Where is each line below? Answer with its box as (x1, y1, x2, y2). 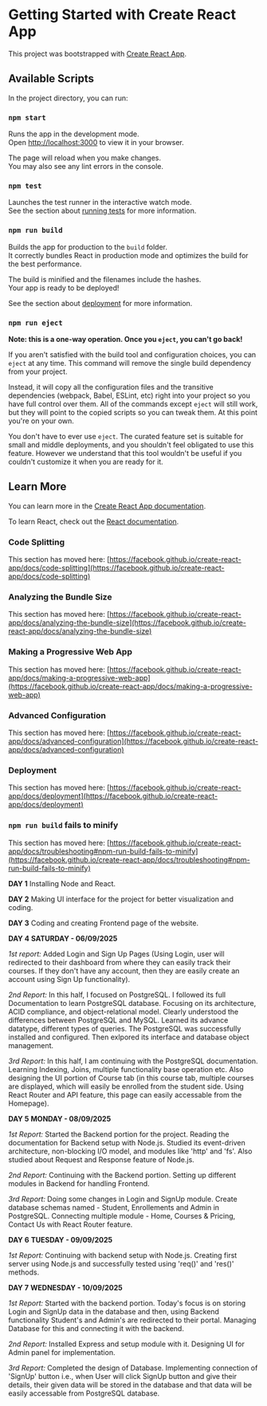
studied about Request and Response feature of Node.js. (8, 1154, 195, 1164)
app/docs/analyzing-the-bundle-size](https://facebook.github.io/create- (8, 618, 247, 627)
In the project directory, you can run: (8, 93, 128, 103)
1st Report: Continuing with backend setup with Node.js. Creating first (8, 1250, 238, 1260)
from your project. (8, 367, 68, 376)
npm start (8, 113, 46, 122)
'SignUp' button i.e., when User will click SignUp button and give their (8, 1371, 238, 1380)
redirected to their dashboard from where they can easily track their (8, 957, 231, 967)
